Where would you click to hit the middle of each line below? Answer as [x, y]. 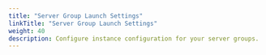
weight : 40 [27, 31]
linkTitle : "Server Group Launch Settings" [83, 23]
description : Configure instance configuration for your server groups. [134, 38]
